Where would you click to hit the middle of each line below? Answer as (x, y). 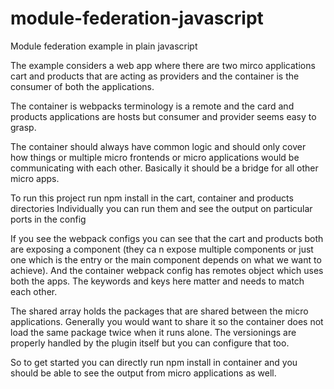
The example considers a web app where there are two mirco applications (163, 65)
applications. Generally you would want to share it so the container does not (167, 321)
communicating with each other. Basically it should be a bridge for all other (164, 168)
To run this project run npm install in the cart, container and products (152, 198)
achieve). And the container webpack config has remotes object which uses (167, 270)
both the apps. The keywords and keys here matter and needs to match (157, 281)
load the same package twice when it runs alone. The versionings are (153, 332)
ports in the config (48, 219)
